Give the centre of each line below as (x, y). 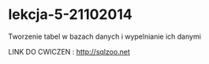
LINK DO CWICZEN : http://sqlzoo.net (69, 51)
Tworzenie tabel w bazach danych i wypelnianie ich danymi (104, 36)
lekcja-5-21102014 (70, 15)
